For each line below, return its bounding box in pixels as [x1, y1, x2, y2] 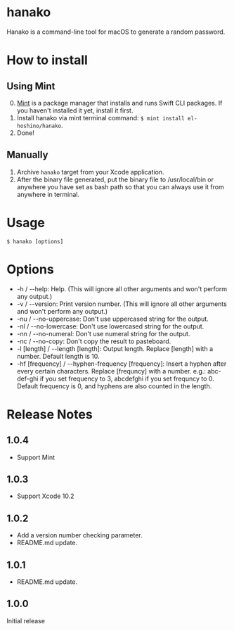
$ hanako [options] [6, 238, 64, 245]
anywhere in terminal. [16, 190, 80, 198]
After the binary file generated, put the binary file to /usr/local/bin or [16, 175, 214, 184]
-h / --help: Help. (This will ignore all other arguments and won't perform [16, 284, 228, 293]
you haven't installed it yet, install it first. [16, 106, 134, 115]
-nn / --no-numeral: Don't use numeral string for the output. [16, 329, 190, 338]
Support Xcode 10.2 [16, 492, 74, 500]
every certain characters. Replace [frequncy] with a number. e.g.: [16, 367, 207, 375]
